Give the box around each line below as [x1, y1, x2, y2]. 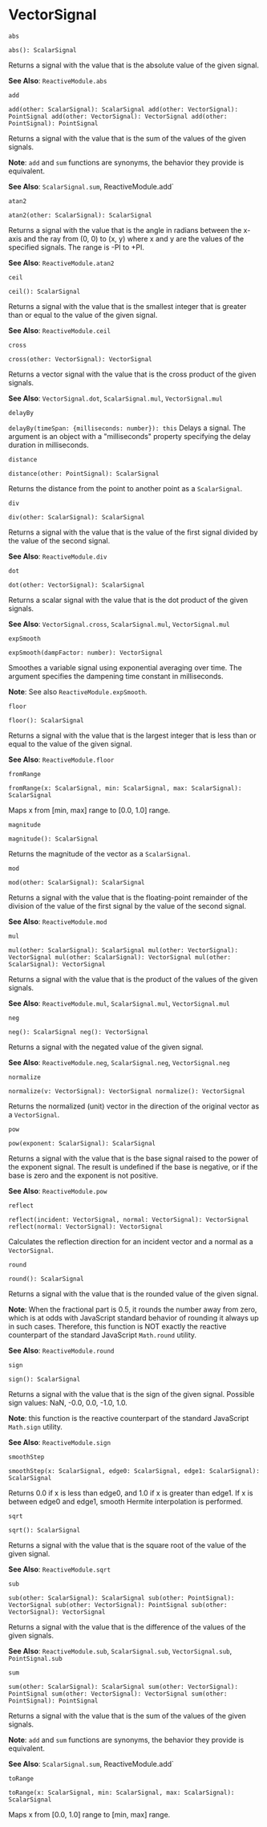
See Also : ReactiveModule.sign [8, 1437, 111, 1447]
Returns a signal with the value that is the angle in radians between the [8, 225, 242, 234]
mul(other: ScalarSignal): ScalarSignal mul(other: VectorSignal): [8, 946, 239, 954]
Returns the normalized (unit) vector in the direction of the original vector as [8, 1101, 260, 1111]
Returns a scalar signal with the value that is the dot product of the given [8, 595, 249, 604]
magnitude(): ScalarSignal [8, 835, 99, 843]
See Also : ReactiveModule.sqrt [8, 1564, 111, 1574]
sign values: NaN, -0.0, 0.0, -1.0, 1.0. [8, 1398, 128, 1407]
